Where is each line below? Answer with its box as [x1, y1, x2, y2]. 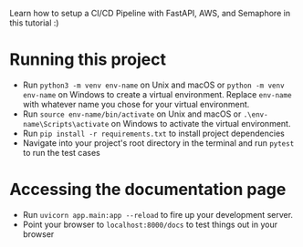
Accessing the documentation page [9, 180, 287, 200]
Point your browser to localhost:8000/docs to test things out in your [22, 219, 278, 230]
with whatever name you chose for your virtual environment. [22, 98, 250, 109]
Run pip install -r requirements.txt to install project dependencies [22, 128, 285, 139]
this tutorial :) [9, 17, 59, 28]
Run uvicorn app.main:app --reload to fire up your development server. [22, 209, 294, 220]
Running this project [9, 49, 167, 70]
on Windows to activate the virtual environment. [110, 118, 291, 129]
